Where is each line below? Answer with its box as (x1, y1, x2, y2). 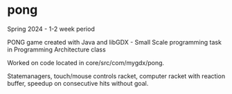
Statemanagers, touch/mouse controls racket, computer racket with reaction (7, 71, 226, 80)
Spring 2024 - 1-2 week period (7, 25, 95, 33)
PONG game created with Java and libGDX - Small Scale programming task (7, 38, 222, 46)
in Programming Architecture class (7, 45, 106, 54)
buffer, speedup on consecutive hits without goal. (7, 79, 149, 87)
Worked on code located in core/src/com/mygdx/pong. (7, 58, 165, 67)
